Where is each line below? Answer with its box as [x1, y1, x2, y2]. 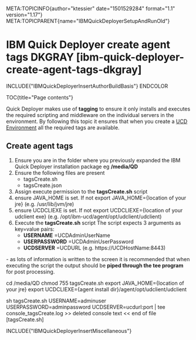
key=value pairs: [14, 225, 55, 232]
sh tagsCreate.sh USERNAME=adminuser [6, 297, 107, 304]
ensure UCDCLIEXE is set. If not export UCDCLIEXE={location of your [14, 206, 183, 214]
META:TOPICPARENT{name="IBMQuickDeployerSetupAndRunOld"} [6, 18, 170, 24]
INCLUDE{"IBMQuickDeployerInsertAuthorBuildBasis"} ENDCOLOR [6, 82, 168, 89]
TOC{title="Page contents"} [6, 94, 73, 101]
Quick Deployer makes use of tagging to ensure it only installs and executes [6, 105, 191, 112]
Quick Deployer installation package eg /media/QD [14, 163, 138, 170]
